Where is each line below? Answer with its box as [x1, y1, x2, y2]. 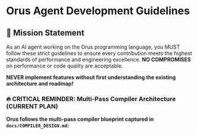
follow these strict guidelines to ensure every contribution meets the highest [6, 50, 193, 57]
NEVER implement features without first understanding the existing [6, 74, 176, 81]
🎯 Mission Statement [6, 28, 85, 38]
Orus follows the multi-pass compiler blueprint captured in [6, 115, 154, 123]
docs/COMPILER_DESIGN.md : [6, 122, 69, 129]
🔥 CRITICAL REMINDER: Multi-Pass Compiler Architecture [6, 95, 176, 103]
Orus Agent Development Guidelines [6, 4, 190, 18]
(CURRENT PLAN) [6, 102, 58, 110]
